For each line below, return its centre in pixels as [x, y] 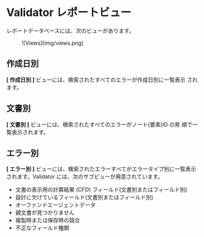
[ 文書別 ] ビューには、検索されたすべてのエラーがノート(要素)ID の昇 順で [100, 124]
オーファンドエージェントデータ [55, 205]
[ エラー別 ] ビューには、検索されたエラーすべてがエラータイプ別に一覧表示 [101, 169]
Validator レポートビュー [69, 13]
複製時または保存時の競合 [47, 220]
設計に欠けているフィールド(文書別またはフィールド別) [84, 197]
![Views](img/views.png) [53, 43]
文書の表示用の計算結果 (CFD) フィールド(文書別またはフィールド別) [101, 190]
